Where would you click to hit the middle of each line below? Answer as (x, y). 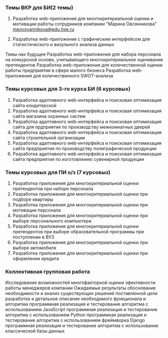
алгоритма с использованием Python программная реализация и (76, 315)
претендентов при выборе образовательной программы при (78, 231)
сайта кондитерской (35, 105)
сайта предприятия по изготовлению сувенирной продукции (78, 159)
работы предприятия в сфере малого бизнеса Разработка (68, 70)
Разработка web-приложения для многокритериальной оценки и (83, 19)
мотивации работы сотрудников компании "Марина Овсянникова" (85, 24)
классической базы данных (35, 331)
